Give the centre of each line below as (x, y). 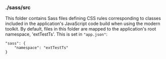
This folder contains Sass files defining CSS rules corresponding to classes (83, 18)
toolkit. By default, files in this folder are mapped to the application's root (81, 29)
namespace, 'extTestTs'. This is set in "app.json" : (56, 34)
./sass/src (18, 7)
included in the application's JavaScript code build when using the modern (83, 23)
